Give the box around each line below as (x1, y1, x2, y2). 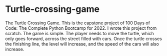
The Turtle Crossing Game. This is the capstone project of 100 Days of (5, 20, 150, 26)
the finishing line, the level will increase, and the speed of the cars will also (5, 41, 159, 47)
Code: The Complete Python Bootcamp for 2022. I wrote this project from (5, 25, 157, 31)
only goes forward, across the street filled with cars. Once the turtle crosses (5, 36, 162, 42)
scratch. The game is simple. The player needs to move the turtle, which (5, 30, 154, 36)
